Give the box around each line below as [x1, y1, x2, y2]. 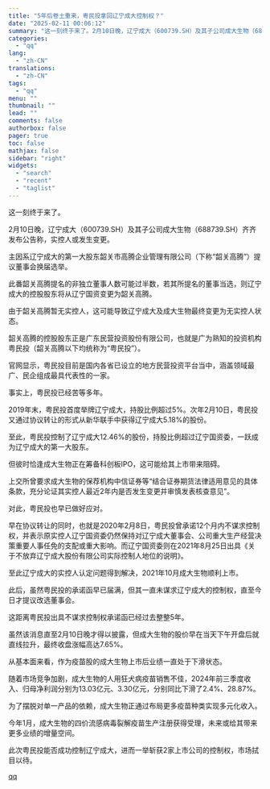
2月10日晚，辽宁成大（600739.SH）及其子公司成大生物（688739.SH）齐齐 [8, 224, 257, 234]
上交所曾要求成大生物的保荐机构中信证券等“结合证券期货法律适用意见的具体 [8, 476, 259, 486]
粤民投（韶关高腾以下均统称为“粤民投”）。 [8, 343, 145, 353]
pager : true [8, 131, 48, 139]
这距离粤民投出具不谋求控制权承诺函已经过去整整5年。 [8, 612, 189, 621]
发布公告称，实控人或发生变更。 [8, 235, 114, 244]
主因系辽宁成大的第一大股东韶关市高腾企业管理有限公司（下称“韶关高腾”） [8, 251, 255, 261]
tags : [8, 79, 27, 87]
